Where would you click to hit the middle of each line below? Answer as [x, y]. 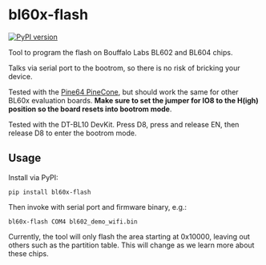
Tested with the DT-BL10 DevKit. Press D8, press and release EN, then [124, 124]
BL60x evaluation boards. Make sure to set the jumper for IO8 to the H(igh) [133, 100]
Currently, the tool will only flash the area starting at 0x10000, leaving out [129, 236]
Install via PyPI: [33, 177]
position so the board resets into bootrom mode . [90, 109]
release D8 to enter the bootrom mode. [73, 133]
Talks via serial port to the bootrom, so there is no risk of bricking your [124, 68]
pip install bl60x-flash [50, 192]
